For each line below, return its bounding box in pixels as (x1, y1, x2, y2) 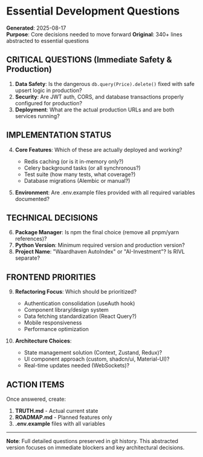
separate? (14, 254, 40, 261)
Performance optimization (24, 326, 89, 333)
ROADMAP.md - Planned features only (14, 413, 113, 421)
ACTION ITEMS (6, 380, 65, 390)
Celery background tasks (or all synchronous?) (24, 164, 141, 171)
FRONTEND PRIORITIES (6, 272, 96, 282)
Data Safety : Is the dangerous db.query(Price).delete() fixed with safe (14, 80, 195, 87)
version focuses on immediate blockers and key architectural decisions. (6, 444, 185, 451)
